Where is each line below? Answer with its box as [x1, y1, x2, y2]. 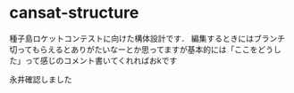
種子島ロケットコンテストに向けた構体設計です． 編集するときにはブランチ [9, 33, 286, 43]
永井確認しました [9, 74, 72, 84]
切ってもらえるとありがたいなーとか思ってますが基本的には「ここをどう [9, 43, 274, 55]
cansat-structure [9, 3, 139, 23]
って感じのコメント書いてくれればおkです [24, 55, 178, 66]
